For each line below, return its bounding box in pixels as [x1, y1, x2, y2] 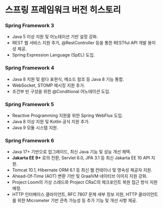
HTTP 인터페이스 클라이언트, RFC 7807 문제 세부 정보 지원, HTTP [12, 191, 138, 197]
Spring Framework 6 [5, 137, 54, 144]
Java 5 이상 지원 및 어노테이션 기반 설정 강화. [12, 34, 98, 39]
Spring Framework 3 [5, 22, 54, 29]
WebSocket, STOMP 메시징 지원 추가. [12, 82, 85, 88]
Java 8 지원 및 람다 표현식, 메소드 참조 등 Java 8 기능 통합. [12, 76, 124, 82]
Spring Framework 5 [5, 101, 54, 108]
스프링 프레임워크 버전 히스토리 [5, 4, 121, 16]
